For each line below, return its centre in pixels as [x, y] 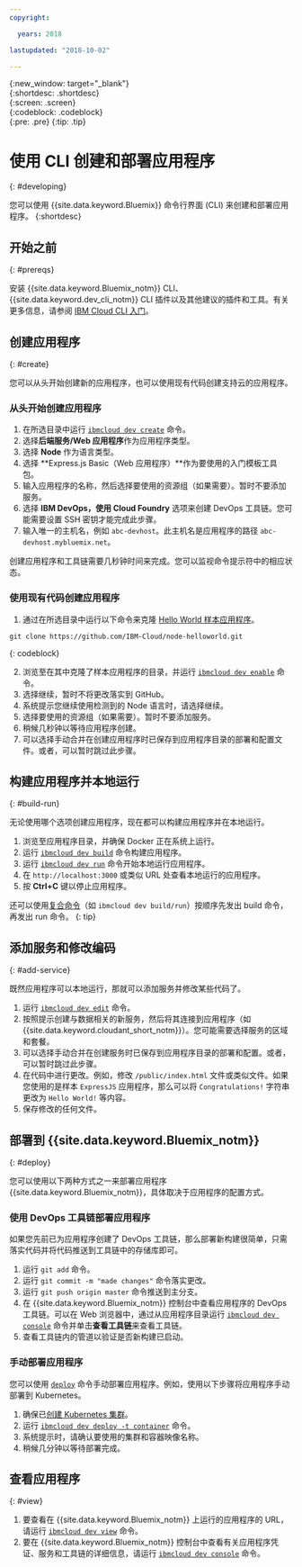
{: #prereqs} [32, 270]
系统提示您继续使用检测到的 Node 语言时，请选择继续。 [125, 705]
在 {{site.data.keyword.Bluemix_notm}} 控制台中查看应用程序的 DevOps [155, 1303]
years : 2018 [40, 34]
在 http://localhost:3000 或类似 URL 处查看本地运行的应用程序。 [144, 875]
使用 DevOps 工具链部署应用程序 [80, 1218]
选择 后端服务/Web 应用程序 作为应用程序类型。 [108, 441]
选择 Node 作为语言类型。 [71, 452]
